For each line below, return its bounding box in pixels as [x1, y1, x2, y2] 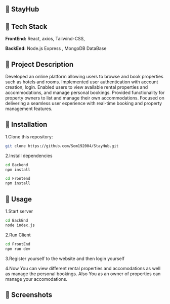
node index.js [5, 223, 35, 228]
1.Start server [5, 208, 33, 215]
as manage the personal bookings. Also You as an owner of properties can [5, 271, 161, 277]
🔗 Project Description [5, 60, 74, 69]
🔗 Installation [5, 120, 48, 129]
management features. [5, 106, 53, 112]
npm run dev [5, 246, 30, 251]
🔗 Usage [5, 195, 32, 204]
